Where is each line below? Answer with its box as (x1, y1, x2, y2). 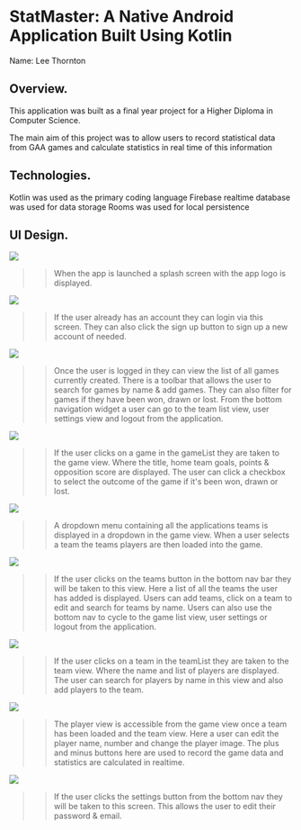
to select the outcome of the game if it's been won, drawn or (53, 476, 279, 487)
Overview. (9, 81, 68, 96)
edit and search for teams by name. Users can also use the (53, 602, 272, 613)
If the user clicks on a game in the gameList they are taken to (53, 447, 280, 458)
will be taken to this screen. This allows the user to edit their (53, 801, 277, 812)
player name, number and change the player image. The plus (53, 738, 280, 749)
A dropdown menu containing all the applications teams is (53, 520, 269, 531)
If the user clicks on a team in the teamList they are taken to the (53, 655, 289, 667)
